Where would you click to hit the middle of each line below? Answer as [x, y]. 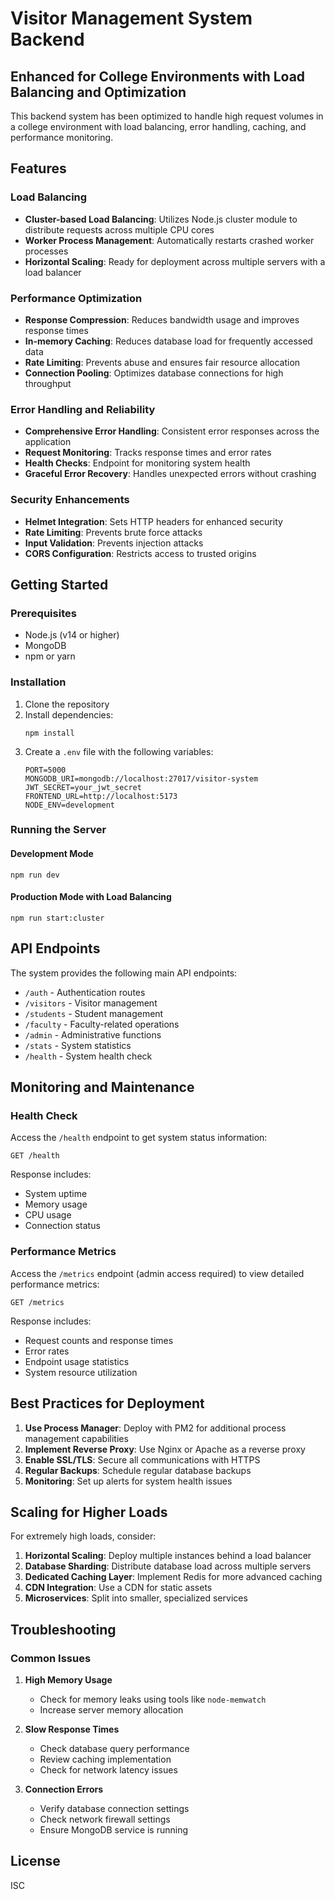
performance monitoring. [62, 137]
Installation [38, 682]
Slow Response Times [72, 1729]
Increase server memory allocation [111, 1710]
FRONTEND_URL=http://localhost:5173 [101, 796]
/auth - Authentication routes [85, 992]
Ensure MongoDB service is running [114, 1830]
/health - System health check [88, 1056]
